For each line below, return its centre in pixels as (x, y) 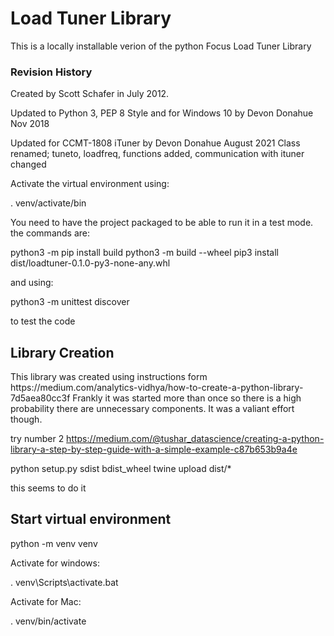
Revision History (51, 72)
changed (28, 164)
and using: (32, 283)
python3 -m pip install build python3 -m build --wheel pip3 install (145, 253)
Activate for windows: (55, 563)
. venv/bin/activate (48, 621)
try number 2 (37, 439)
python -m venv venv (54, 543)
